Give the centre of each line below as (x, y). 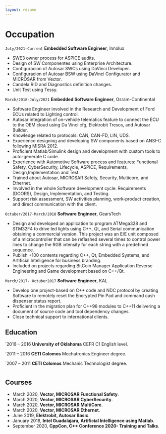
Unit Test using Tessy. (35, 90)
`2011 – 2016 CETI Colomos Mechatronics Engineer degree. (66, 354)
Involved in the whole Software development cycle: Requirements (79, 188)
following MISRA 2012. (35, 146)
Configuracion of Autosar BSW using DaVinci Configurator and (76, 74)
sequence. (23, 250)
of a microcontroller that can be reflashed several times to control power (86, 239)
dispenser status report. (37, 301)
